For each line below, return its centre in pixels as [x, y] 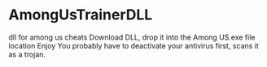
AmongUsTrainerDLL [81, 15]
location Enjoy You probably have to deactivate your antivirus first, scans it [133, 45]
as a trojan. [27, 54]
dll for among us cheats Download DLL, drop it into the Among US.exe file [132, 37]
